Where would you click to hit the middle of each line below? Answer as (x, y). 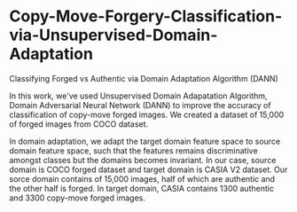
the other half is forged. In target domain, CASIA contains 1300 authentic (142, 188)
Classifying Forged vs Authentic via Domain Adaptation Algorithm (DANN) (144, 78)
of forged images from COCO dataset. (79, 124)
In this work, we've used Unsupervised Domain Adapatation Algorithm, (138, 96)
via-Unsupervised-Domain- (113, 35)
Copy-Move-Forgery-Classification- (146, 16)
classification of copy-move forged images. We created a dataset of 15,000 (147, 114)
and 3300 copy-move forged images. (78, 198)
